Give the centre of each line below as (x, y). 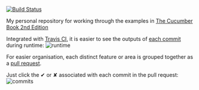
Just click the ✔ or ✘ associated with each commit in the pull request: (92, 75)
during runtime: (25, 45)
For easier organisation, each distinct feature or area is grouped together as (100, 57)
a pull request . (24, 63)
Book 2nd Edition (27, 27)
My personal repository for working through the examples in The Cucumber (99, 21)
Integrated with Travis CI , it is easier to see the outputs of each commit (94, 39)
